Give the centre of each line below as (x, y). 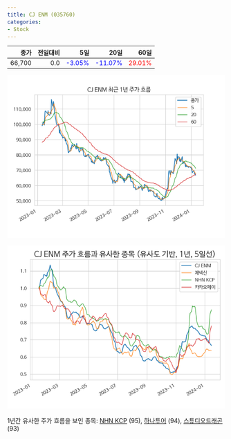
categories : (24, 22)
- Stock (18, 29)
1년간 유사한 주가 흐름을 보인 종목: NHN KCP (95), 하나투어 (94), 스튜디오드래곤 (115, 420)
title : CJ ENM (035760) (41, 15)
